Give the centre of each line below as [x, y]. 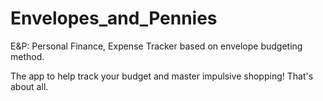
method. [27, 56]
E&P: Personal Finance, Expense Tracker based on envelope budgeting [156, 46]
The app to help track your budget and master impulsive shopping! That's [162, 76]
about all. [29, 86]
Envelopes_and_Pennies [114, 18]
